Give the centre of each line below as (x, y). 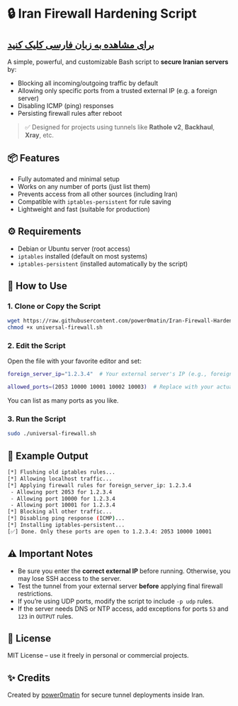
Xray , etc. (39, 135)
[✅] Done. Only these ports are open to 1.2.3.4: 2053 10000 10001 (110, 531)
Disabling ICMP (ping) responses (66, 106)
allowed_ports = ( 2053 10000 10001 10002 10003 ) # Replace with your (110, 387)
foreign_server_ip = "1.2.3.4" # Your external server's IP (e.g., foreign (120, 374)
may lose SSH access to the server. (69, 578)
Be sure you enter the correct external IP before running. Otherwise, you (124, 571)
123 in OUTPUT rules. (45, 616)
